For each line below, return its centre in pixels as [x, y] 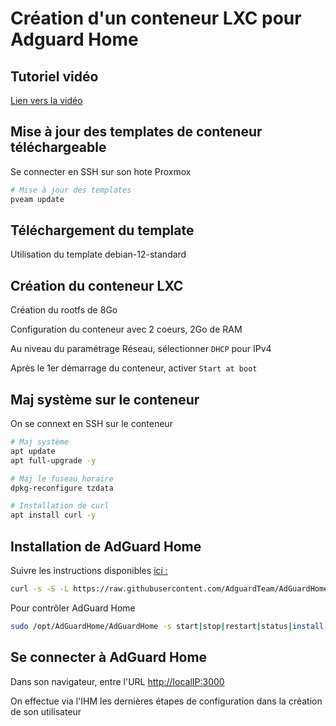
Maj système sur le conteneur [105, 399]
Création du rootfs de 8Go [64, 310]
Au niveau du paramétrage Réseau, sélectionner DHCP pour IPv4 [141, 349]
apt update [33, 451]
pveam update [37, 199]
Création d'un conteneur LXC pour [156, 18]
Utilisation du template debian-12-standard [98, 254]
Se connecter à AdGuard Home [109, 657]
